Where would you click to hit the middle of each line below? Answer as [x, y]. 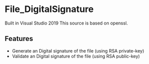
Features [19, 39]
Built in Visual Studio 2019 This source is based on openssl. [66, 23]
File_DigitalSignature [49, 9]
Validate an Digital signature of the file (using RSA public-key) [76, 56]
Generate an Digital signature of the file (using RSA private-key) [78, 50]
